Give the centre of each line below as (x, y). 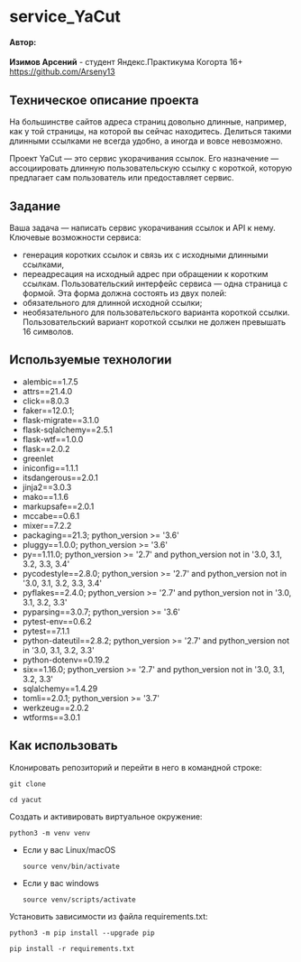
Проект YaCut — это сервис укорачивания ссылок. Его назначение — (144, 159)
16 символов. (48, 332)
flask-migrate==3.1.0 (60, 420)
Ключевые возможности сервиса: (75, 237)
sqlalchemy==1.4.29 (60, 689)
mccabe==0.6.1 (51, 515)
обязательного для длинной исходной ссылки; (112, 303)
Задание (35, 206)
